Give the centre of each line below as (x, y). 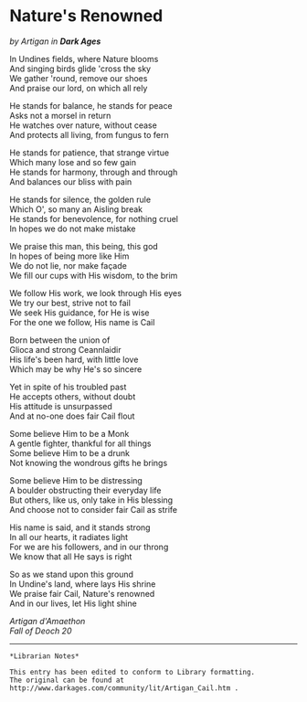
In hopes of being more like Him (69, 256)
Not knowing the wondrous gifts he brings (89, 463)
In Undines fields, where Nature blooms (84, 58)
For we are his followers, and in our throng (89, 547)
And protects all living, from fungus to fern (89, 134)
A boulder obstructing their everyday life (85, 490)
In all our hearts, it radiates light (69, 537)
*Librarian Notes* (44, 656)
